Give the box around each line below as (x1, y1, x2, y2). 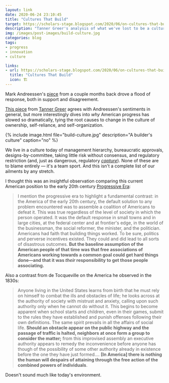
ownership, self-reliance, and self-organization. (5, 122, 104, 128)
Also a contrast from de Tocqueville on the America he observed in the (5, 272, 152, 278)
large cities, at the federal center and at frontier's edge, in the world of (17, 220, 163, 226)
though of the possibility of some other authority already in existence (17, 346, 161, 352)
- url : (5, 68, 19, 73)
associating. (17, 262, 44, 268)
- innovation (5, 49, 33, 54)
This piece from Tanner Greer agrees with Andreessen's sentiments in (5, 106, 151, 112)
